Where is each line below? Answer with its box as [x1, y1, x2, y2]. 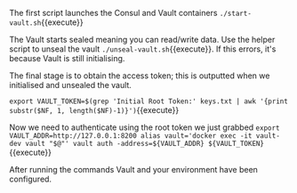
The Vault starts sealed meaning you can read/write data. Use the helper [9, 35, 276, 44]
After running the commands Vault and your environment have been [9, 165, 258, 174]
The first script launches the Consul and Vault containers [9, 8, 218, 18]
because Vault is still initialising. [9, 53, 125, 63]
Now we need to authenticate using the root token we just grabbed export [9, 122, 280, 133]
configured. [9, 173, 52, 184]
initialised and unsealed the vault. [9, 80, 132, 90]
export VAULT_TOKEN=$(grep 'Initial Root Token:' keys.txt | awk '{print [9, 97, 289, 106]
